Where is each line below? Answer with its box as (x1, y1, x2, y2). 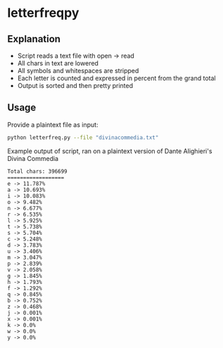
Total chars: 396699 (7, 167, 68, 175)
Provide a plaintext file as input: (7, 120, 98, 129)
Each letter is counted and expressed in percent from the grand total (17, 74, 216, 82)
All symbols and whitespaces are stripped (17, 67, 139, 75)
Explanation (7, 33, 61, 45)
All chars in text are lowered (17, 59, 98, 67)
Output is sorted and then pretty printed (17, 82, 134, 89)
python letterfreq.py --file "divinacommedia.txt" (7, 134, 159, 141)
